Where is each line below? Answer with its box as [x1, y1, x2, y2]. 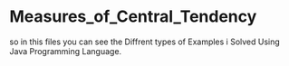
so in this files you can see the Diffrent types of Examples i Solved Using [9, 36, 281, 47]
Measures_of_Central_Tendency [9, 6, 257, 27]
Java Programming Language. [9, 45, 122, 56]
